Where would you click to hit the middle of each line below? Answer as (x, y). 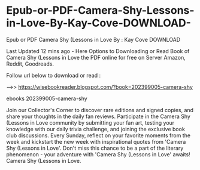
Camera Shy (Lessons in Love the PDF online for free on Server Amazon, (96, 57)
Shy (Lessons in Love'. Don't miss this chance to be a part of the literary (95, 148)
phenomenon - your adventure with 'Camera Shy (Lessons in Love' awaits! (98, 154)
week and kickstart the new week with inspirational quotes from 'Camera (96, 141)
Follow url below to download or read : (54, 75)
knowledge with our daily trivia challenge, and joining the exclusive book (96, 129)
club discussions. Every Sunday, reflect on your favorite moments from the (98, 135)
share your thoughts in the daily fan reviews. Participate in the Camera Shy (98, 116)
